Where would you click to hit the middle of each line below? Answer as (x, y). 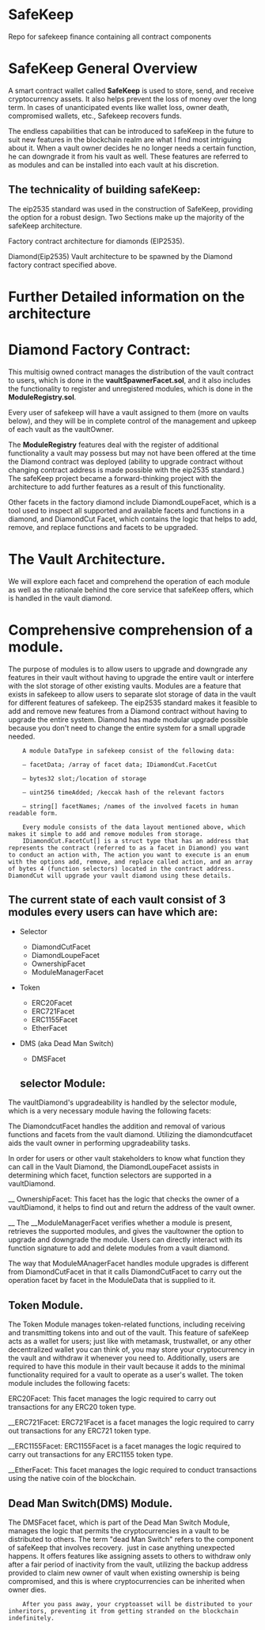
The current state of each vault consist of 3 (117, 900)
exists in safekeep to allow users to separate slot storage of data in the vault (132, 694)
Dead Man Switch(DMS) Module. (90, 1503)
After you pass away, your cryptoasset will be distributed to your (138, 1604)
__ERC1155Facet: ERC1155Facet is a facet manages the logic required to (125, 1446)
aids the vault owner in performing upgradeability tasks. (100, 1143)
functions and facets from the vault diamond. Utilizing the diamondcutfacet (131, 1135)
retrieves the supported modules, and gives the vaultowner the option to (126, 1231)
